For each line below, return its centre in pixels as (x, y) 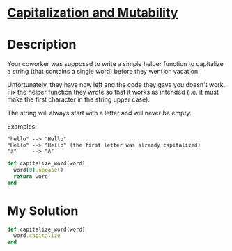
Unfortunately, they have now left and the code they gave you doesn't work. (116, 85)
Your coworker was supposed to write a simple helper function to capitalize (116, 64)
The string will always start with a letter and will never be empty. (99, 113)
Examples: (22, 127)
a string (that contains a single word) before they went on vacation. (103, 72)
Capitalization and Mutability (93, 13)
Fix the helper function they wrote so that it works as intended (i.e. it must (113, 92)
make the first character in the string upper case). (78, 99)
